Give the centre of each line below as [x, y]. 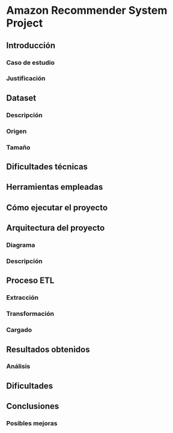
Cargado [19, 330]
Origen [17, 131]
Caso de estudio [31, 62]
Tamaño [18, 147]
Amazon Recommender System [87, 11]
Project [25, 23]
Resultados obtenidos [48, 349]
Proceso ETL [30, 281]
